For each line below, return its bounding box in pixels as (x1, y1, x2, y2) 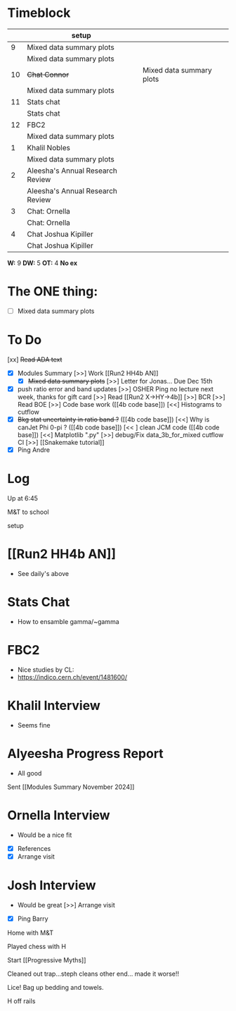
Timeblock (7, 5, 71, 21)
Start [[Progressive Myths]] (7, 955, 86, 964)
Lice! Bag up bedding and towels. (7, 983, 104, 991)
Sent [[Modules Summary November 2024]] (7, 783, 135, 791)
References (17, 844, 51, 852)
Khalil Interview (7, 698, 100, 713)
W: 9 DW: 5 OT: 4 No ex (7, 259, 78, 267)
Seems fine (17, 721, 51, 729)
